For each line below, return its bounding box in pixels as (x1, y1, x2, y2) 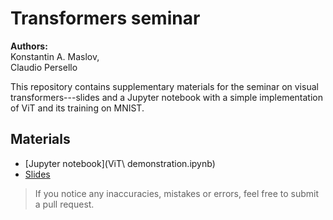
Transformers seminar (10, 7, 201, 30)
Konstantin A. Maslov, (10, 50, 100, 62)
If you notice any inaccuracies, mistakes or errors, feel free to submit (34, 187, 320, 199)
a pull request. (34, 198, 95, 210)
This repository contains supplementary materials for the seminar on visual (10, 80, 319, 92)
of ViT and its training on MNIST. (10, 102, 145, 114)
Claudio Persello (10, 61, 78, 73)
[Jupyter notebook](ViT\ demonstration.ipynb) (24, 157, 216, 169)
